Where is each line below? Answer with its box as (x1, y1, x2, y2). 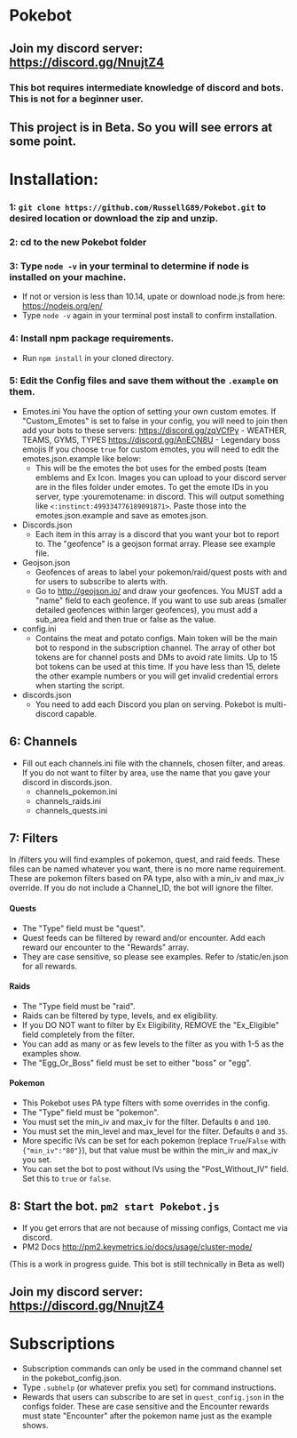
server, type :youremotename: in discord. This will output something (35, 491, 285, 502)
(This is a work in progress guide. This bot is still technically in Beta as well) (9, 1258, 285, 1269)
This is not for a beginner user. (9, 92, 144, 105)
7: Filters (9, 831, 59, 846)
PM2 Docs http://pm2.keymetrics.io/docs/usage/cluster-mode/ (21, 1241, 253, 1252)
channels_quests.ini (35, 805, 108, 815)
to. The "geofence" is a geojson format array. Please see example (35, 538, 277, 549)
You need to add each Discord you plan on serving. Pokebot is (35, 699, 263, 710)
